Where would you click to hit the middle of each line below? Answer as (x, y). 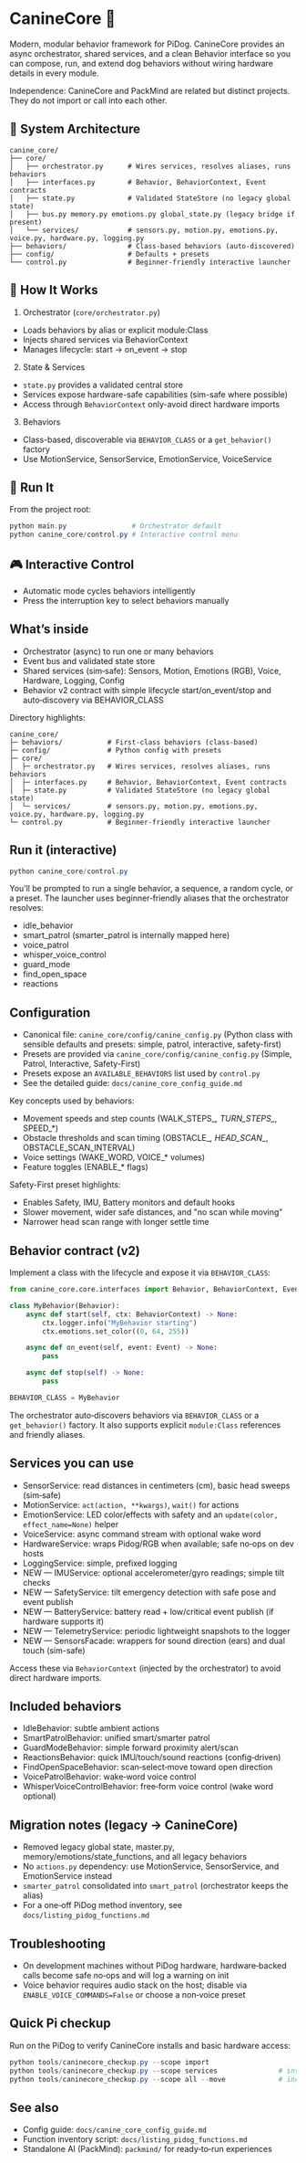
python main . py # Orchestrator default (116, 526)
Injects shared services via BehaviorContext (105, 339)
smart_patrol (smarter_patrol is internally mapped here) (126, 935)
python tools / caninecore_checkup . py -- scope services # (146, 2071)
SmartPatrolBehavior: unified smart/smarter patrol (116, 1738)
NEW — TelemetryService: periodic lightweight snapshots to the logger (156, 1630)
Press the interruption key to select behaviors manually (126, 600)
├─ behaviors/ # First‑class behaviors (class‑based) (134, 742)
